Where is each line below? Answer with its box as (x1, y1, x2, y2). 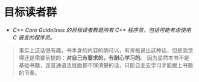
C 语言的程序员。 (12, 34, 55, 41)
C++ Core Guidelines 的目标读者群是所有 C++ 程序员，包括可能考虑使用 (12, 26, 191, 34)
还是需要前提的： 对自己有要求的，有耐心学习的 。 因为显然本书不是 (24, 54, 189, 61)
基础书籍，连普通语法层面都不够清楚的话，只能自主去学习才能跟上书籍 (18, 61, 194, 69)
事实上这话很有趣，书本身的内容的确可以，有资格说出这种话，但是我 (18, 46, 188, 54)
